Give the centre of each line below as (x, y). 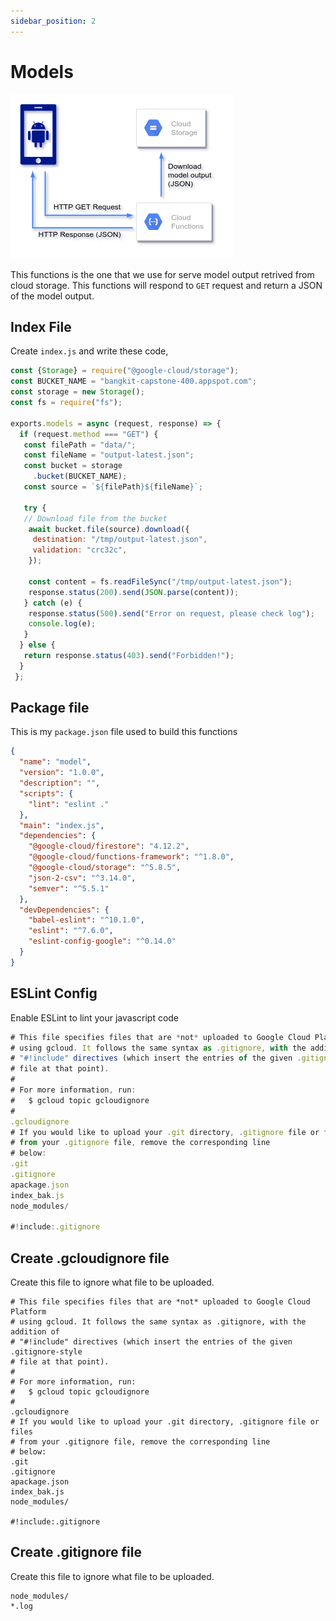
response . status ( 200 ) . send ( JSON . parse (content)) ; (134, 592)
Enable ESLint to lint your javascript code (95, 1017)
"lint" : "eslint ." (69, 804)
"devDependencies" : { (64, 910)
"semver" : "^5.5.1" (69, 888)
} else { (37, 645)
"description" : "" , (60, 783)
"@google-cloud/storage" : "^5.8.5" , (105, 868)
